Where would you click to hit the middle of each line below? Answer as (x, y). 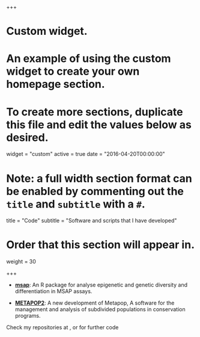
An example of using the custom (89, 59)
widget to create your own (73, 71)
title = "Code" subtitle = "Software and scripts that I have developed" (92, 221)
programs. (28, 316)
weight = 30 (21, 262)
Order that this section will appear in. (101, 245)
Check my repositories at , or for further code (62, 327)
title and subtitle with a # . (76, 204)
